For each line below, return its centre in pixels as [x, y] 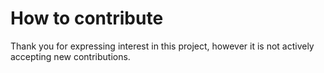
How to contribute [87, 18]
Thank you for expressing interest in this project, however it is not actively [162, 46]
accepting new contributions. [70, 56]
